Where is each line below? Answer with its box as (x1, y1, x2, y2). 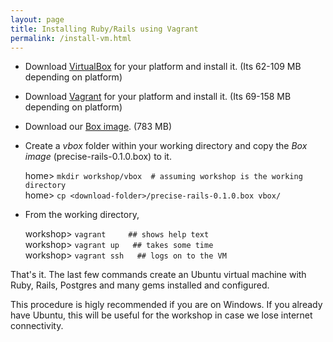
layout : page (10, 14, 65, 25)
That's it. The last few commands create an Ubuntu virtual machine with (10, 269, 307, 281)
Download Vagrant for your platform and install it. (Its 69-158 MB (24, 91, 292, 103)
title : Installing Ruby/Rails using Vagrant (10, 24, 199, 34)
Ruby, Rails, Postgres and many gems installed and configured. (10, 279, 270, 291)
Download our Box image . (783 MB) (24, 121, 173, 133)
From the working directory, (24, 209, 140, 221)
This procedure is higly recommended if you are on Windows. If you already (10, 299, 323, 311)
